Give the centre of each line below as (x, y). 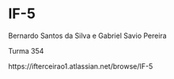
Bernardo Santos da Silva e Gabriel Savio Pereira (88, 36)
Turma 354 (26, 51)
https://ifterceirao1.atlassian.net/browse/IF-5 (81, 66)
